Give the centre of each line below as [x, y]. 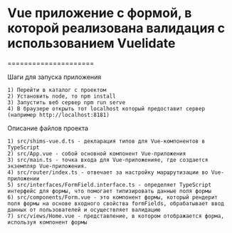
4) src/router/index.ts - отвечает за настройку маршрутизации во [108, 172]
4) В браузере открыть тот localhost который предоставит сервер [106, 108]
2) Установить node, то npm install [62, 96]
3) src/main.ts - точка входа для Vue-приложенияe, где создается [108, 160]
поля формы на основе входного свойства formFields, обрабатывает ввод [116, 203]
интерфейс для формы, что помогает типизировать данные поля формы [110, 191]
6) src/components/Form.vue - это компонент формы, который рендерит [113, 197]
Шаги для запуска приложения [54, 77]
